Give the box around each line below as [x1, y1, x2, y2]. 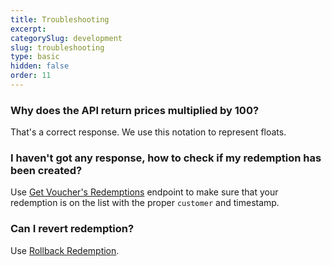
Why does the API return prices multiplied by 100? [10, 103, 260, 117]
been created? [10, 164, 83, 178]
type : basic [10, 52, 60, 62]
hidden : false [10, 61, 70, 71]
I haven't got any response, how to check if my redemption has [10, 151, 322, 165]
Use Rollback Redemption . [10, 244, 120, 256]
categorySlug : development [10, 33, 123, 43]
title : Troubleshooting [10, 14, 110, 25]
